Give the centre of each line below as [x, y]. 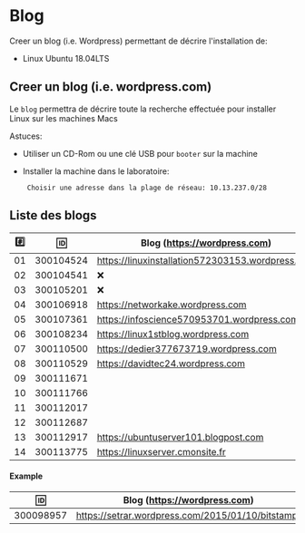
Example [26, 476]
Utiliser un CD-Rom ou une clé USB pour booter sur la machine [140, 153]
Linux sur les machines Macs [64, 118]
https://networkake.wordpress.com [172, 305]
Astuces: [26, 136]
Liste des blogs [53, 215]
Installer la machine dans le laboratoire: [96, 171]
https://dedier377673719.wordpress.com [187, 348]
